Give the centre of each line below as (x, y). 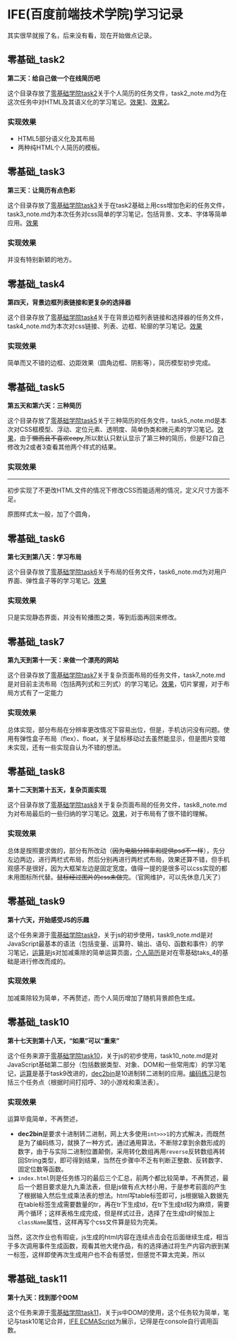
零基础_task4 (36, 284)
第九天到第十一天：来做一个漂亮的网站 (63, 660)
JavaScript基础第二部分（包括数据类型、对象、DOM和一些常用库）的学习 (114, 1064)
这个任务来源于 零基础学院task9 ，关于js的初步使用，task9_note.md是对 (110, 934)
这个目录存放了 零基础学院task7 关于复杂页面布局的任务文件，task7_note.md (116, 675)
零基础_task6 (36, 538)
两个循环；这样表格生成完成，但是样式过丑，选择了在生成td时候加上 (116, 1213)
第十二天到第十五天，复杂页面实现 (57, 790)
